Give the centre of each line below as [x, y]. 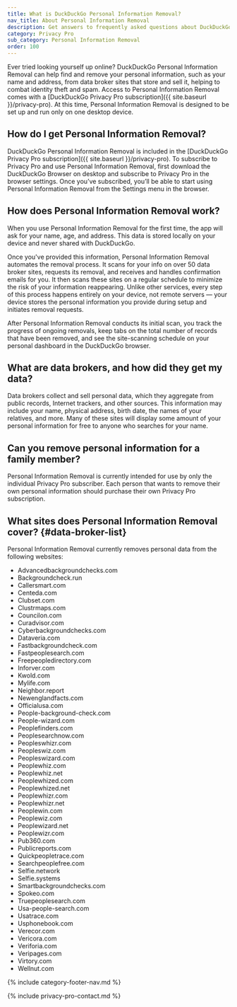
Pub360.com [36, 841]
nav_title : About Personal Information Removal [79, 21]
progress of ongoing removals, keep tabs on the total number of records [112, 330]
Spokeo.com [36, 894]
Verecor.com [36, 931]
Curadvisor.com [41, 623]
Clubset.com [36, 600]
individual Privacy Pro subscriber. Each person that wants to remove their [114, 484]
